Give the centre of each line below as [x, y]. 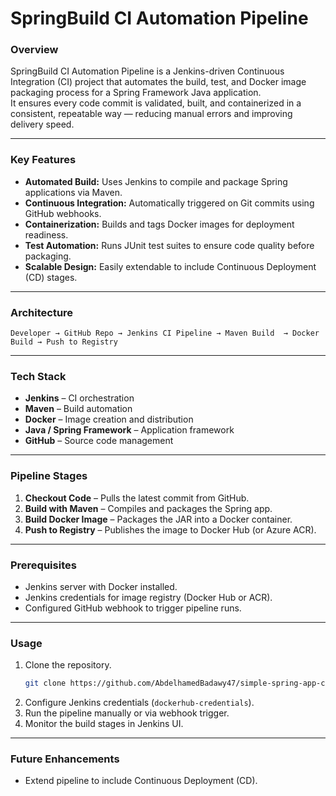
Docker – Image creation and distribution [109, 419]
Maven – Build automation [78, 409]
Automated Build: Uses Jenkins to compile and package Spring [156, 181]
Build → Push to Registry [64, 342]
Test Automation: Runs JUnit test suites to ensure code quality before [169, 245]
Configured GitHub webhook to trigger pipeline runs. [133, 608]
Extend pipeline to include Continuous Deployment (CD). [141, 781]
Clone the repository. [68, 665]
